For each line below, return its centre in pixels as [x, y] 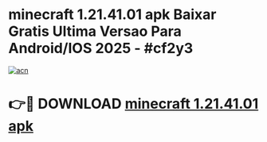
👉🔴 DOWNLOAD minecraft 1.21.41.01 [133, 104]
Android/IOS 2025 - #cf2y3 [101, 48]
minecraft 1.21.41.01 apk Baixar [112, 15]
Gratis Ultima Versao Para [95, 31]
